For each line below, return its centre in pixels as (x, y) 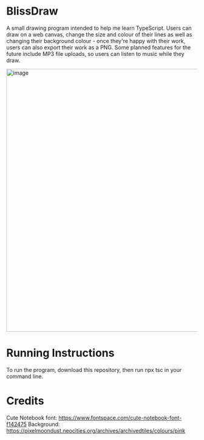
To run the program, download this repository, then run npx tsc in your (94, 370)
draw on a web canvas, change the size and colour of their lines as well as (99, 34)
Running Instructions (60, 353)
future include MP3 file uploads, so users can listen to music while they (95, 53)
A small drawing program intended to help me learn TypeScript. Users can (99, 28)
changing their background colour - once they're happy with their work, (96, 41)
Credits (25, 401)
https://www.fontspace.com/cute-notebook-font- (120, 418)
